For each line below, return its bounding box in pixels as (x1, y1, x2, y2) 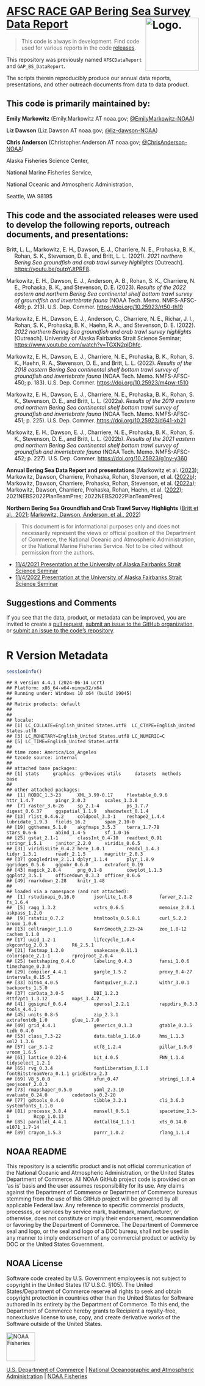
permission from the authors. (21, 549, 95, 556)
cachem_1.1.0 (6, 932, 40, 938)
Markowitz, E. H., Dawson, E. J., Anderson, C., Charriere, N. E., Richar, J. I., (6, 315, 195, 322)
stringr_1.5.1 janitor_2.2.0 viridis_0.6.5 (6, 841, 140, 847)
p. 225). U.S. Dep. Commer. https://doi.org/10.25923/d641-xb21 (26, 416, 186, 424)
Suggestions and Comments (6, 597, 117, 608)
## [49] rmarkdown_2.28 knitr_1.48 (6, 878, 105, 884)
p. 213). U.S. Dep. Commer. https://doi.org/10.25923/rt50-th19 (27, 303, 183, 310)
